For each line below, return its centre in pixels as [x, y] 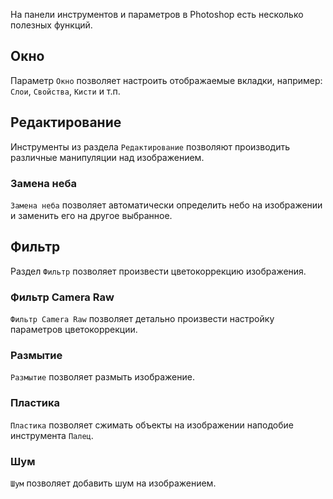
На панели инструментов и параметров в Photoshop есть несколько [157, 14]
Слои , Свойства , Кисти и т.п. [65, 91]
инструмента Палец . [52, 435]
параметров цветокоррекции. [74, 330]
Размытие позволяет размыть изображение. [102, 377]
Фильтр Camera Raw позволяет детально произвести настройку [142, 319]
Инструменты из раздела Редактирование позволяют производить [150, 146]
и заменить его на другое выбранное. [91, 215]
